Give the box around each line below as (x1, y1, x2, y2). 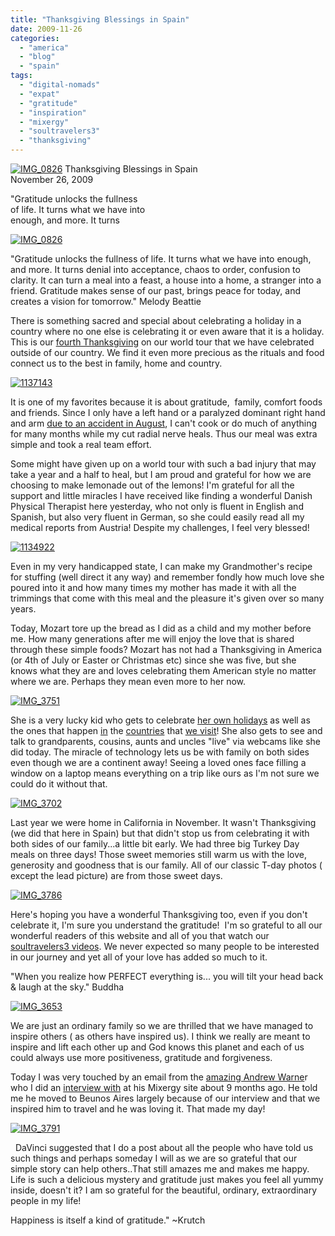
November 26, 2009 (10, 174, 94, 185)
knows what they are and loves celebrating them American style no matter (10, 665, 317, 676)
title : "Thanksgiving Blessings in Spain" (10, 14, 190, 25)
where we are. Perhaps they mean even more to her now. (10, 676, 247, 687)
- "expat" (19, 89, 60, 99)
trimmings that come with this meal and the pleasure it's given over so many (10, 592, 325, 604)
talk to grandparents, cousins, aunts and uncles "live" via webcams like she (10, 736, 322, 747)
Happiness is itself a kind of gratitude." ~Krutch (10, 1214, 206, 1226)
